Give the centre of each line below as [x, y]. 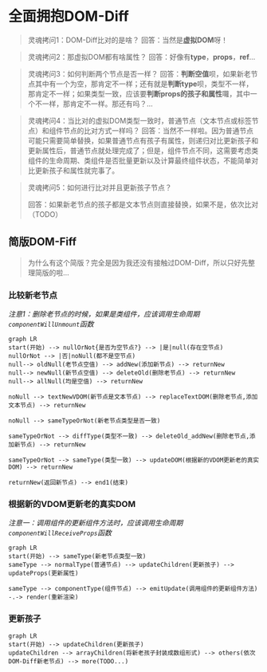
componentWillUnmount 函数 [51, 324]
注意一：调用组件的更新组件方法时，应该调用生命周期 [96, 523]
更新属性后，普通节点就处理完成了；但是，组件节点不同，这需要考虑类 [143, 150]
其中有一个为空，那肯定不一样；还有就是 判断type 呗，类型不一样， [144, 84]
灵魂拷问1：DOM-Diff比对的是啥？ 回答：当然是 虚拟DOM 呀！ [128, 40]
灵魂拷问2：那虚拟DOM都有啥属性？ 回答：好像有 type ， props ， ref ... [141, 57]
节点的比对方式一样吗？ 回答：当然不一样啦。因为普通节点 [158, 130]
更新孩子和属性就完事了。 [77, 170]
